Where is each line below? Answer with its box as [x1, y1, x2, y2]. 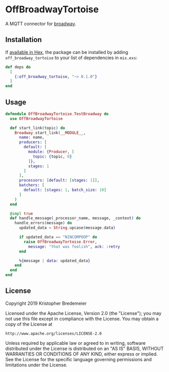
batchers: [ [18, 183, 45, 188]
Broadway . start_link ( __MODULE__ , [14, 130, 86, 135]
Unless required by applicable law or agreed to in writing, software [5, 340, 146, 346]
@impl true [10, 211, 33, 216]
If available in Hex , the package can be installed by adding [5, 49, 129, 55]
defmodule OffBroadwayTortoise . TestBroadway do [5, 111, 109, 116]
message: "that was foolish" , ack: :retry [28, 244, 120, 249]
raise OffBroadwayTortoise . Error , [24, 239, 97, 244]
